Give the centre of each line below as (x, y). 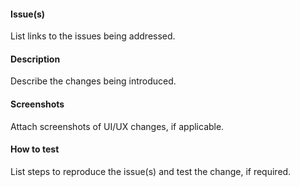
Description (35, 59)
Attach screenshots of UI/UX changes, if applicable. (117, 126)
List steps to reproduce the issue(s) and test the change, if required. (151, 171)
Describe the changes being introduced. (93, 81)
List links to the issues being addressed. (93, 36)
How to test (35, 149)
